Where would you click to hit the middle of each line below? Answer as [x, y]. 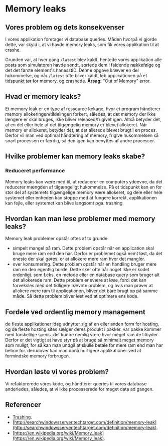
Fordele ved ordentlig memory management [75, 312]
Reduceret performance [35, 171]
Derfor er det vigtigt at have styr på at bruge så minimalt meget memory [79, 340]
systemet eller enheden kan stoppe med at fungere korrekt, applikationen [81, 197]
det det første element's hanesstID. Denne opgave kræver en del [72, 70]
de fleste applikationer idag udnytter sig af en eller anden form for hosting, [82, 324]
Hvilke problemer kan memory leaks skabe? [75, 157]
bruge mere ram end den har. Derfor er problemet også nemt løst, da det [88, 254]
